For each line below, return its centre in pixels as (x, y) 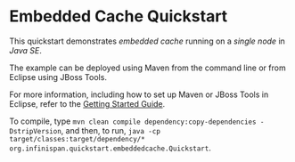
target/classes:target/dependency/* (77, 139)
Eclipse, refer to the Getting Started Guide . (87, 103)
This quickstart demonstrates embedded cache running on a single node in (147, 41)
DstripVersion (36, 131)
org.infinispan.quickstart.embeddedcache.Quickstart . (110, 148)
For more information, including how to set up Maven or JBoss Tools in (139, 94)
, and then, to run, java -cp (111, 130)
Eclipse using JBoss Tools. (58, 77)
